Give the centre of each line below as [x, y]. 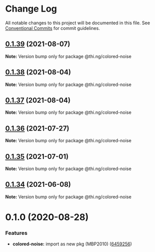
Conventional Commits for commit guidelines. [53, 28]
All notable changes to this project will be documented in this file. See [78, 23]
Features [16, 233]
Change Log [31, 9]
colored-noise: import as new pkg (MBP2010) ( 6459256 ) [72, 244]
